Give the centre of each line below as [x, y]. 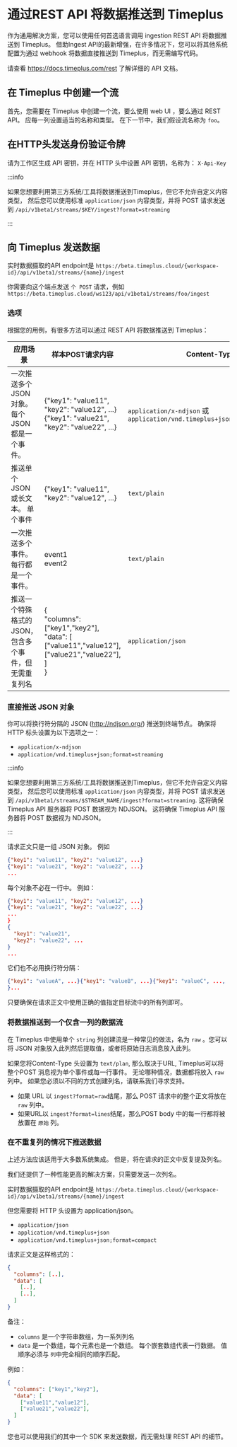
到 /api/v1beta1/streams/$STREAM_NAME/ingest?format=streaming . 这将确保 [115, 800]
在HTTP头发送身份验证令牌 [66, 145]
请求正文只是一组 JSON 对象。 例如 [59, 846]
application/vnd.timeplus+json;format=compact [87, 1240]
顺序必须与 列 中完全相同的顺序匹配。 [71, 1354]
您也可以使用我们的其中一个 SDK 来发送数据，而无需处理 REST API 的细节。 [117, 1436]
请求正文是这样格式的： [41, 1254]
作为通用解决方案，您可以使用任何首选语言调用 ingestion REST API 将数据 [114, 35]
